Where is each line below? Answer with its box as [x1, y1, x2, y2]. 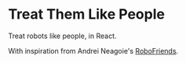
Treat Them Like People [8, 5, 165, 23]
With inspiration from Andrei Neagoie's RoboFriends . [8, 46, 179, 55]
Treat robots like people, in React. [8, 31, 117, 40]
